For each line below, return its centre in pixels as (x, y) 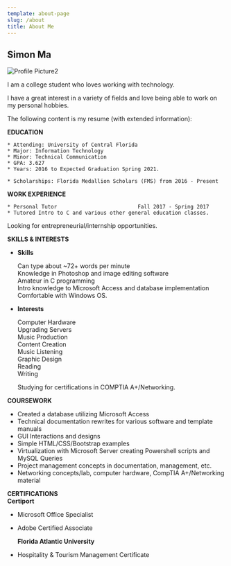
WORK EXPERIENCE (37, 194)
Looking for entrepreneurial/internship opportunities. (82, 226)
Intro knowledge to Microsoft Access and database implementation (113, 288)
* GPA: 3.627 (26, 163)
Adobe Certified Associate (55, 528)
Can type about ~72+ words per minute (74, 266)
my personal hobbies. (38, 105)
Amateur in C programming (56, 281)
